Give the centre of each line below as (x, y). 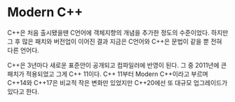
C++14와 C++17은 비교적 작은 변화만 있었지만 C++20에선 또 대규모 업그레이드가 (117, 82)
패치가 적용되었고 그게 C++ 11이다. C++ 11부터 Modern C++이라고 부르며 (108, 74)
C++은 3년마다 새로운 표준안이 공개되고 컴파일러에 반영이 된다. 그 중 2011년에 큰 (117, 65)
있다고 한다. (23, 91)
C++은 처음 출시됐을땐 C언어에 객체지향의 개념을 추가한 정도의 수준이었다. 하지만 (118, 32)
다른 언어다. (23, 50)
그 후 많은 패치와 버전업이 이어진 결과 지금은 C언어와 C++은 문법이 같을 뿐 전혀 (115, 41)
